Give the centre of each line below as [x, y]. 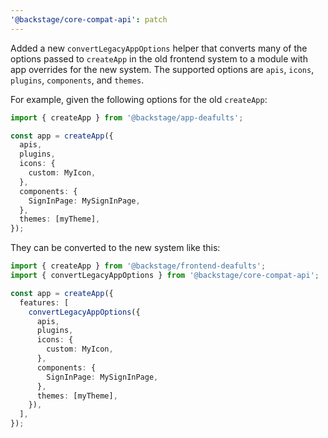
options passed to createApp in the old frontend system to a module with [159, 58]
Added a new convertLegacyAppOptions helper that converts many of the [159, 48]
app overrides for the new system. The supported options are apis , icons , [162, 69]
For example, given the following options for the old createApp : [139, 99]
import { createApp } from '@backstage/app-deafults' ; [127, 117]
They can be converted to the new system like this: [115, 248]
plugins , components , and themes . [77, 80]
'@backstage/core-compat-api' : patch [89, 19]
